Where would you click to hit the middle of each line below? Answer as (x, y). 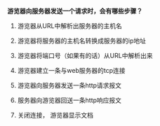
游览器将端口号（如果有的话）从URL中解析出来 (85, 56)
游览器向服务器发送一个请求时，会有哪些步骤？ (75, 11)
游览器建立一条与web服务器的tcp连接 (71, 70)
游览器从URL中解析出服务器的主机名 (70, 26)
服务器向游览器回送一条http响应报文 (69, 100)
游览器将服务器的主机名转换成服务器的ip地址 (81, 41)
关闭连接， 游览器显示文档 (55, 115)
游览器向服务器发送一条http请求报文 (69, 85)
